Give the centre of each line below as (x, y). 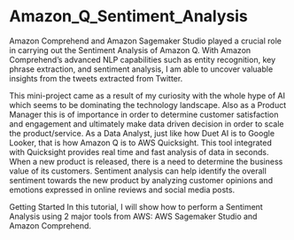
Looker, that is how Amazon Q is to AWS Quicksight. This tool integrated (141, 143)
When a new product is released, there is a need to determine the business (146, 161)
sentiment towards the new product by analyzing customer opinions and (141, 180)
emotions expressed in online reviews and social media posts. (122, 190)
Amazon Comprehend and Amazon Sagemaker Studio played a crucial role (145, 41)
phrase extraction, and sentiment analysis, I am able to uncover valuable (141, 69)
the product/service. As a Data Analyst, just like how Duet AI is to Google (142, 133)
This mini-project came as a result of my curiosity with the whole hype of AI (147, 96)
